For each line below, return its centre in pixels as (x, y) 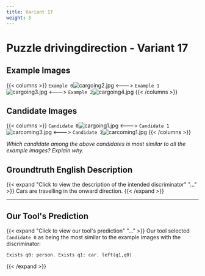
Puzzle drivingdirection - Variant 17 (97, 48)
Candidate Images (42, 111)
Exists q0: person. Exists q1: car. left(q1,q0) (69, 255)
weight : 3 (19, 18)
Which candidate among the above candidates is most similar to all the (96, 144)
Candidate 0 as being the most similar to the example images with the (94, 237)
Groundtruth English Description (70, 170)
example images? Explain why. (45, 151)
